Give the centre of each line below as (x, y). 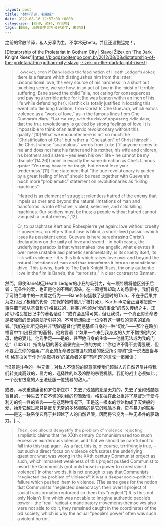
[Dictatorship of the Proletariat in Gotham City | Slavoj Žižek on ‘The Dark (79, 52)
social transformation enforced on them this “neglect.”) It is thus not (85, 493)
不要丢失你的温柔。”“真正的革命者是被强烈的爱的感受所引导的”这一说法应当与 (82, 351)
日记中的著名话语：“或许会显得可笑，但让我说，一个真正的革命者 (93, 314)
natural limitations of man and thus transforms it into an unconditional (87, 263)
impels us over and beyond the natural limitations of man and (78, 201)
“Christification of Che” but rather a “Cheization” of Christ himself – (85, 140)
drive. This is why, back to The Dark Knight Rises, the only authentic (85, 268)
